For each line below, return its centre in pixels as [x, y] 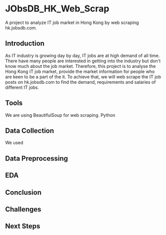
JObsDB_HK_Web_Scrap [57, 9]
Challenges [23, 209]
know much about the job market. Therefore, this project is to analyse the [81, 66]
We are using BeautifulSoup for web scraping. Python [60, 115]
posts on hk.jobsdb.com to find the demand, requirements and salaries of [81, 82]
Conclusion [23, 192]
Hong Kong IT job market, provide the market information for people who [80, 71]
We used [14, 143]
